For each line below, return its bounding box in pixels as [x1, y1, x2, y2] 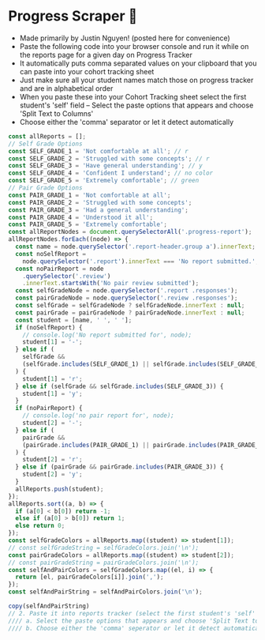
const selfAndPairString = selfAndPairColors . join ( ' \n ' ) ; [8, 588, 203, 596]
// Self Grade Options [8, 140, 83, 148]
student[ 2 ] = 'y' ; [22, 470, 83, 479]
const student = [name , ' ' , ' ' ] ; [15, 316, 132, 324]
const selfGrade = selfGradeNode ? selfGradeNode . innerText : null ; [15, 302, 245, 310]
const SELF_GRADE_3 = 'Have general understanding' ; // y [8, 162, 203, 170]
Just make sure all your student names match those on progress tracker [19, 75, 254, 85]
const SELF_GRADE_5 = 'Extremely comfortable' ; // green [8, 177, 200, 185]
